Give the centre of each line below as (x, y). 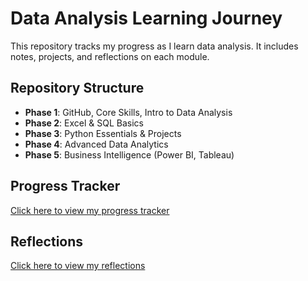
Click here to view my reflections (78, 266)
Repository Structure (77, 88)
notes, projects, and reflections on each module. (110, 56)
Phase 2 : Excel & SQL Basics (84, 123)
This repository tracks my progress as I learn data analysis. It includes (154, 46)
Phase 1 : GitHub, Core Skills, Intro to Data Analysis (128, 112)
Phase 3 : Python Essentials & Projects (103, 133)
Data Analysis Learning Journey (146, 18)
